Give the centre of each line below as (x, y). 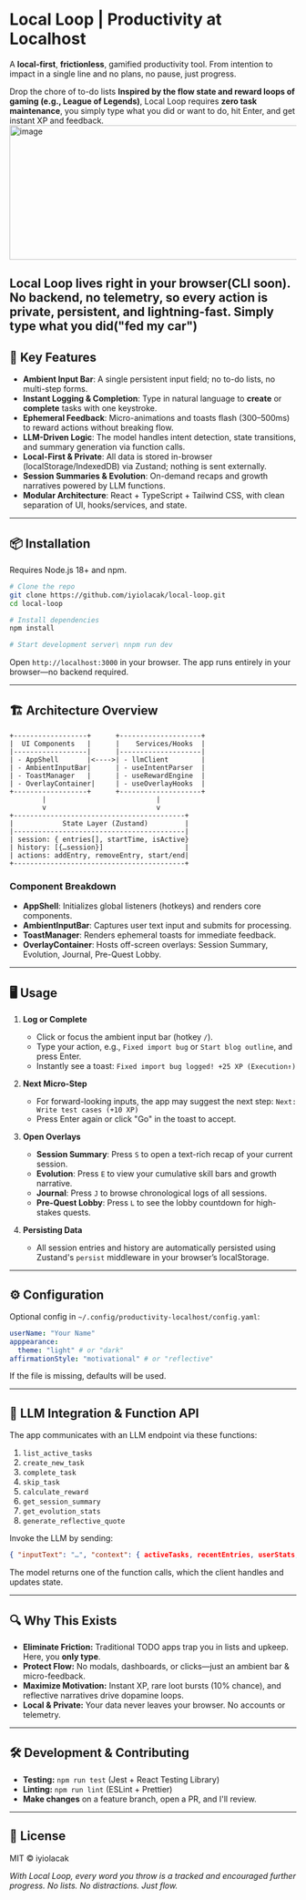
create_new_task (53, 1464)
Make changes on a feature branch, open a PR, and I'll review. (139, 1799)
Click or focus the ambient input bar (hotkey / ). (125, 1037)
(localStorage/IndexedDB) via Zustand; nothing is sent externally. (144, 467)
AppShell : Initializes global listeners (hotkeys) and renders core (142, 906)
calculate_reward (56, 1493)
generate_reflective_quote (74, 1522)
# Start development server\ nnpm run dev (91, 645)
